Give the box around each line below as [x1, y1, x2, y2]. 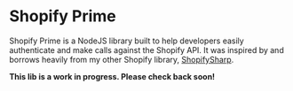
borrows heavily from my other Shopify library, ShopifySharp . [9, 54, 234, 64]
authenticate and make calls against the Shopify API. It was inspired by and [9, 44, 284, 55]
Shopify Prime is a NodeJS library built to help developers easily [9, 35, 244, 46]
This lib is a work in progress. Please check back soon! [9, 71, 216, 81]
